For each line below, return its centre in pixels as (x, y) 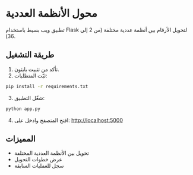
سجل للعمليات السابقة (39, 166)
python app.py (23, 109)
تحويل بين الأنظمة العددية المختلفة (52, 153)
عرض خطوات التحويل (38, 160)
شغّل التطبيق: (29, 98)
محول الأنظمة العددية (51, 13)
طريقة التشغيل (30, 55)
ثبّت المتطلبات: (31, 76)
